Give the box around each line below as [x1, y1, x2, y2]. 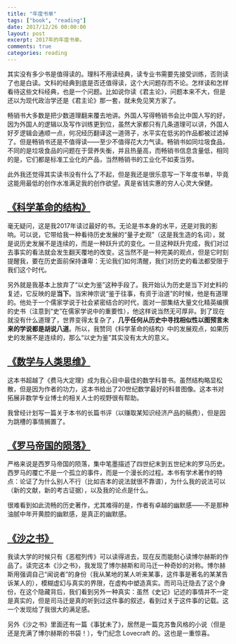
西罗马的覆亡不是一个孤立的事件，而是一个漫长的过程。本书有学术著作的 [7, 469, 216, 477]
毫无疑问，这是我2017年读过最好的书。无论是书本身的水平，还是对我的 [7, 221, 212, 229]
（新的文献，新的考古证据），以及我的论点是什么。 [7, 486, 152, 495]
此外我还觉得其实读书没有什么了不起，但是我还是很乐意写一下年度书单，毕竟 [7, 170, 229, 178]
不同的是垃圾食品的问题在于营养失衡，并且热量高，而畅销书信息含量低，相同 [7, 146, 229, 155]
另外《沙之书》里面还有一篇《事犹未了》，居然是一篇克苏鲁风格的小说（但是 [7, 620, 226, 629]
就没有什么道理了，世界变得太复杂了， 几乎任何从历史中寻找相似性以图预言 [7, 315, 223, 324]
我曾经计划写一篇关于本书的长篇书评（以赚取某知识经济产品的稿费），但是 [7, 408, 220, 417]
